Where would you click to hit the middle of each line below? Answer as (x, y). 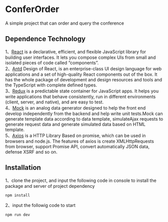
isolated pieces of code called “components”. (52, 63)
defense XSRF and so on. (31, 152)
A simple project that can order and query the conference (65, 23)
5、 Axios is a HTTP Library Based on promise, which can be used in (76, 135)
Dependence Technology (45, 39)
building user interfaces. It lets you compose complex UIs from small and (80, 57)
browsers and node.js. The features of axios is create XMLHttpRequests (80, 141)
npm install (18, 195)
